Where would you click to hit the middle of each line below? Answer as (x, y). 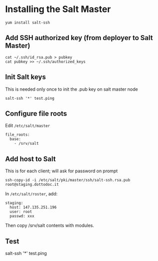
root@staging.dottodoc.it (32, 185)
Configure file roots (36, 113)
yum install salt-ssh (28, 23)
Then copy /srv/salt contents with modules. (50, 225)
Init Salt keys (26, 77)
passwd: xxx (22, 216)
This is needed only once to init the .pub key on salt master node (72, 89)
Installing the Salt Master (58, 9)
